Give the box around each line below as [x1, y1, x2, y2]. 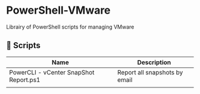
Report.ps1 [9, 76, 40, 84]
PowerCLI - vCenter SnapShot [9, 68, 95, 76]
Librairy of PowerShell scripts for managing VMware [6, 23, 135, 30]
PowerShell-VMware [6, 4, 111, 17]
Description [137, 58, 171, 66]
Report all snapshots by [117, 68, 183, 76]
